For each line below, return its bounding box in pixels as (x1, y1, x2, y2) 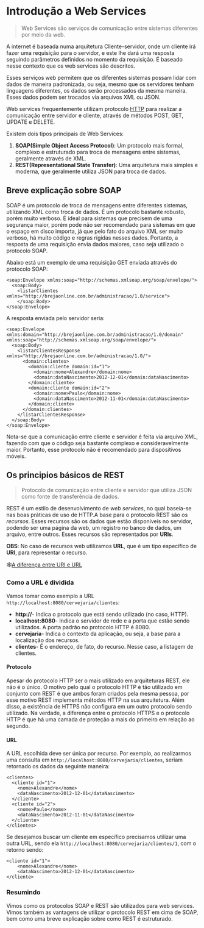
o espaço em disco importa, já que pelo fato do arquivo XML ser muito (6, 227, 183, 235)
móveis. (6, 452, 26, 460)
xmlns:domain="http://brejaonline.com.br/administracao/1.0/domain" (6, 331, 184, 338)
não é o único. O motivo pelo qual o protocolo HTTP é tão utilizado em (6, 684, 183, 691)
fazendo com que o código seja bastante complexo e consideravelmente (6, 439, 189, 446)
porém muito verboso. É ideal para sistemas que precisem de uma (6, 215, 172, 222)
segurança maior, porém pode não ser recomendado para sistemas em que (6, 221, 196, 228)
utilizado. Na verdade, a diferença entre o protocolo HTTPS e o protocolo (6, 709, 190, 717)
